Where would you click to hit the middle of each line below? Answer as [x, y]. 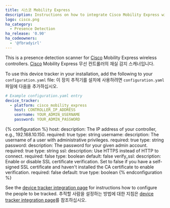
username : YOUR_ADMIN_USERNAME [47, 115]
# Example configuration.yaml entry [44, 96]
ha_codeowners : [21, 39]
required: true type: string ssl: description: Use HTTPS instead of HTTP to [82, 151]
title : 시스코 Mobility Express [38, 10]
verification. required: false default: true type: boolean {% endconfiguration [84, 172]
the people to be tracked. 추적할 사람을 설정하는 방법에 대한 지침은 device [79, 194]
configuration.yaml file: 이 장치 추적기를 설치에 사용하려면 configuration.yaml [85, 80]
